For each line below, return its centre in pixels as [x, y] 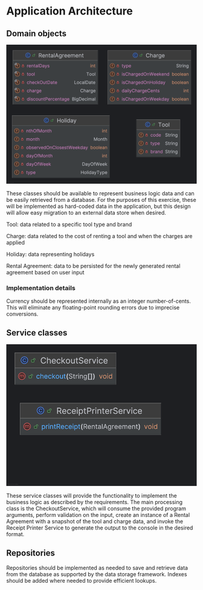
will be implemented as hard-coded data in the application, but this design [98, 206]
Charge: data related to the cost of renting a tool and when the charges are [99, 236]
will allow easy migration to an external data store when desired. [86, 212]
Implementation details [41, 288]
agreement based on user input [45, 272]
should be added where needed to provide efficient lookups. [82, 580]
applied [16, 242]
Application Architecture [69, 11]
